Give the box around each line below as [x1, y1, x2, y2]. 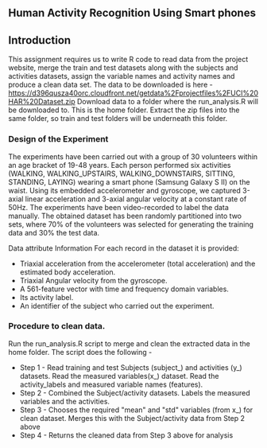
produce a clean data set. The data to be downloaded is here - [8, 80, 213, 90]
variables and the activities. [19, 396, 110, 406]
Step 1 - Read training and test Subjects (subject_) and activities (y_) [19, 362, 242, 372]
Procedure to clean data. [8, 321, 106, 332]
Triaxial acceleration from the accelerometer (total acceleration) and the [19, 259, 256, 268]
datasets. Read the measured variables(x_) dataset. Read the [19, 371, 219, 380]
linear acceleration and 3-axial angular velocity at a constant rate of [25, 194, 247, 204]
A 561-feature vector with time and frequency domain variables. [19, 284, 229, 294]
